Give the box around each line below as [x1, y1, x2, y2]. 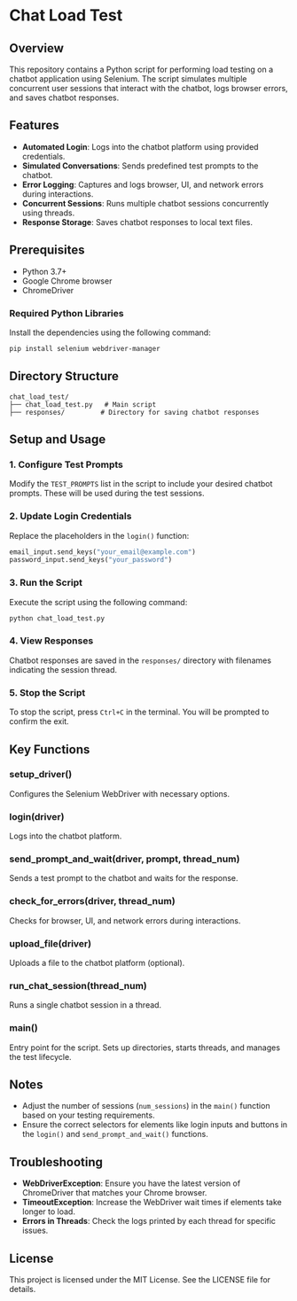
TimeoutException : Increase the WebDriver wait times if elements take [21, 1197, 282, 1208]
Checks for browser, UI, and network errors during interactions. [9, 915, 241, 926]
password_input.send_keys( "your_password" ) [9, 556, 173, 565]
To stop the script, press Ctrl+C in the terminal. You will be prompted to [9, 706, 270, 718]
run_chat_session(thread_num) [9, 979, 148, 992]
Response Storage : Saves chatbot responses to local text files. [21, 216, 253, 227]
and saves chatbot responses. [9, 92, 120, 103]
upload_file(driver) [9, 937, 91, 949]
